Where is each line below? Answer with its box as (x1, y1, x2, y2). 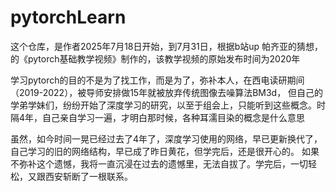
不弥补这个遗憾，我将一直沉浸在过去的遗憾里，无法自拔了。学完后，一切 (10, 157, 308, 170)
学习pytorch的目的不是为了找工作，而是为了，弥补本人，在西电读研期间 (10, 74, 305, 86)
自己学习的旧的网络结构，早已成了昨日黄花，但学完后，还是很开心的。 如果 (10, 145, 320, 157)
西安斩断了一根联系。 (44, 170, 133, 182)
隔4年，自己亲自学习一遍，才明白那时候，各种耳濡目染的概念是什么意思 (10, 111, 306, 123)
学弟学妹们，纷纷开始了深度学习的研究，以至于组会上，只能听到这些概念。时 (10, 99, 326, 111)
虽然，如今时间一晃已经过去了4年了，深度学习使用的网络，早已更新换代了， (10, 132, 323, 145)
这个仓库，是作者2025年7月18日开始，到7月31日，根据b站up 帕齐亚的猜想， (10, 40, 324, 52)
